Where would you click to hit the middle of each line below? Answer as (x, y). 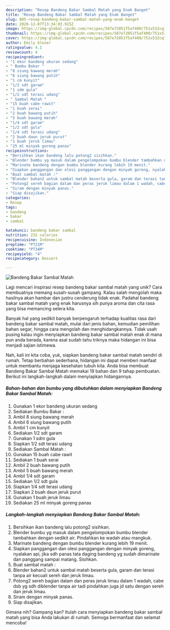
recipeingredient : (25, 57)
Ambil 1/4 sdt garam (34, 476)
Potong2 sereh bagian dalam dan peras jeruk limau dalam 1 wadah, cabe (88, 581)
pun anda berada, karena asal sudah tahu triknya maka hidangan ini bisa (81, 340)
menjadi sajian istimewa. (31, 345)
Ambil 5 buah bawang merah (43, 471)
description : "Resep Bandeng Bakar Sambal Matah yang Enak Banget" (78, 10)
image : (13, 29)
